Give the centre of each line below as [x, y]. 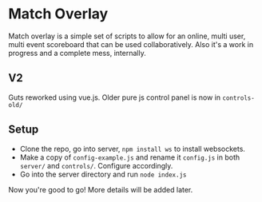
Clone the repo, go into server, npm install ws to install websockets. [133, 149]
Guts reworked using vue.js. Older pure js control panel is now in [115, 97]
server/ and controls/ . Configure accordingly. [96, 165]
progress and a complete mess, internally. [77, 53]
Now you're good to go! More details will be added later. [101, 189]
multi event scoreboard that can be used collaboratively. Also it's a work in [131, 44]
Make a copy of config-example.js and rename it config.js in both [130, 157]
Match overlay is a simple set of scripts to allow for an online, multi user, [127, 36]
